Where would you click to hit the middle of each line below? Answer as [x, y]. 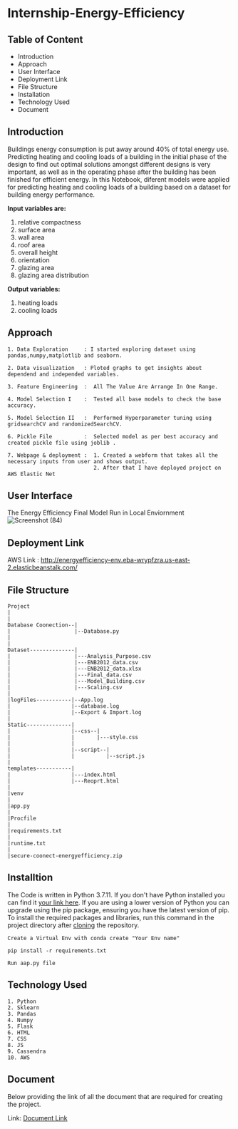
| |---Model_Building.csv [76, 681]
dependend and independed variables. [63, 374]
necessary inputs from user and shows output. [78, 461]
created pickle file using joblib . [62, 443]
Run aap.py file [31, 963]
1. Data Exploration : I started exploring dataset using [102, 349]
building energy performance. [51, 195]
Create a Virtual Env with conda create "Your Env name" [94, 938]
